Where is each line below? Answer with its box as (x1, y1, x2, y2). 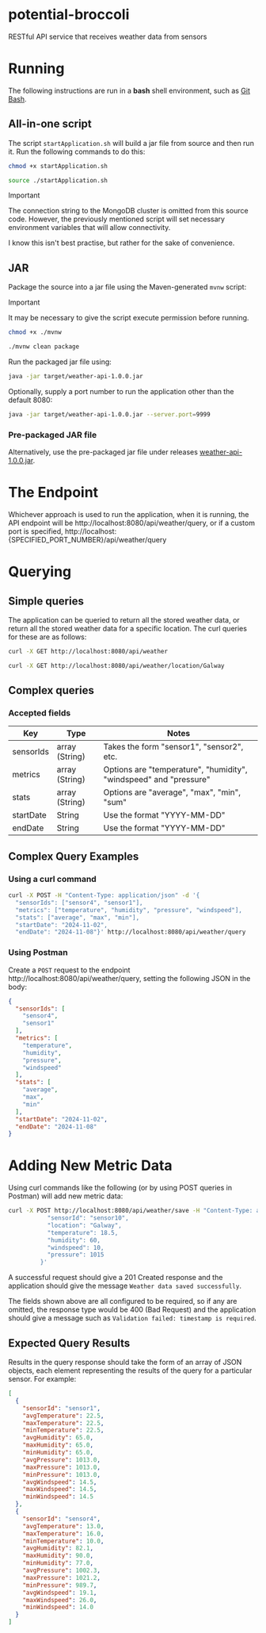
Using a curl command (8, 873, 97, 884)
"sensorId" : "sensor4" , (22, 1515, 101, 1523)
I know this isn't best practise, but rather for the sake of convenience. (8, 238, 235, 247)
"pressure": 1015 (47, 1251, 104, 1259)
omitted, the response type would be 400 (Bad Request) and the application (8, 1305, 256, 1314)
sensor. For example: (8, 1374, 77, 1384)
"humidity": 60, (47, 1236, 101, 1244)
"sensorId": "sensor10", (47, 1214, 129, 1222)
